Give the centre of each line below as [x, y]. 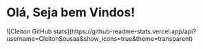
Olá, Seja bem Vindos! [71, 13]
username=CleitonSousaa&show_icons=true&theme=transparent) [100, 38]
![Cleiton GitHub [29, 31]
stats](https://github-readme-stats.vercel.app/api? [125, 31]
